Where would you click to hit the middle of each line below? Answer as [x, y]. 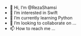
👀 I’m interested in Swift [34, 13]
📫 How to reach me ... [32, 28]
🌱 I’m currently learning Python [41, 18]
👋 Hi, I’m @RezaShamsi [33, 8]
